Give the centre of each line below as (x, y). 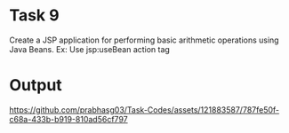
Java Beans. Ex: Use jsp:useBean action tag (90, 49)
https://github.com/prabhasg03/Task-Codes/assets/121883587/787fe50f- (144, 110)
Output (36, 86)
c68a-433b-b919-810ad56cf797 (68, 119)
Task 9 (34, 16)
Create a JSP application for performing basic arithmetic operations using (144, 40)
